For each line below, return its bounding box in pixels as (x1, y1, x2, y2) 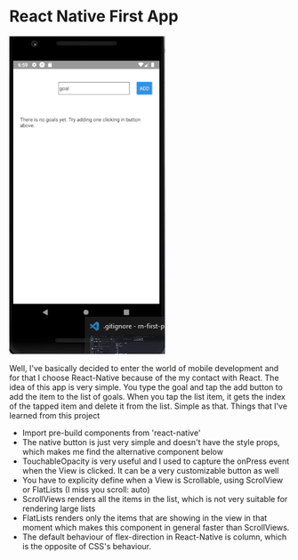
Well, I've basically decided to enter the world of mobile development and (9, 362, 279, 373)
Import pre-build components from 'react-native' (21, 427, 202, 438)
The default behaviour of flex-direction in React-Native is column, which (21, 532, 287, 542)
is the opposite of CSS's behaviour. (21, 540, 151, 551)
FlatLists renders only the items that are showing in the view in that (21, 512, 268, 523)
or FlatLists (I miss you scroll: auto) (21, 483, 150, 495)
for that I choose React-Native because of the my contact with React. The (9, 372, 279, 383)
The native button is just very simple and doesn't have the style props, (21, 436, 280, 447)
